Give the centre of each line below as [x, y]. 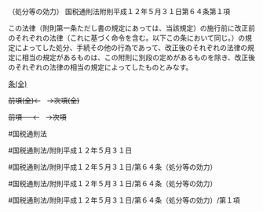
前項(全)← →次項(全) [44, 101]
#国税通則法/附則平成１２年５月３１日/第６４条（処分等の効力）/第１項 [124, 200]
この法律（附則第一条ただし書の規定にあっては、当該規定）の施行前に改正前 [132, 28]
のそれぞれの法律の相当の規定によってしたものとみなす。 [100, 67]
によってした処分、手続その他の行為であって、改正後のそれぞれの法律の [131, 48]
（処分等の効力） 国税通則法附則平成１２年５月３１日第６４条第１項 [119, 11]
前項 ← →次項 [37, 117]
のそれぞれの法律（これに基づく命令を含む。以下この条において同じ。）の [127, 38]
